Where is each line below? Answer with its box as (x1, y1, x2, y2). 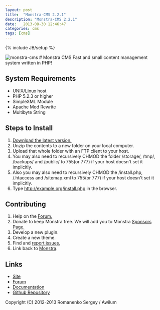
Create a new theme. (12, 235, 56, 241)
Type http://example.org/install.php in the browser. (12, 185, 117, 192)
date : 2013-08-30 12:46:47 (5, 21, 66, 27)
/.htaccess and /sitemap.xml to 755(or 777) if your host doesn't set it (12, 174, 154, 180)
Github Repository (12, 289, 50, 295)
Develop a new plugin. (12, 229, 59, 235)
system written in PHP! (5, 60, 53, 66)
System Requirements (5, 74, 76, 83)
